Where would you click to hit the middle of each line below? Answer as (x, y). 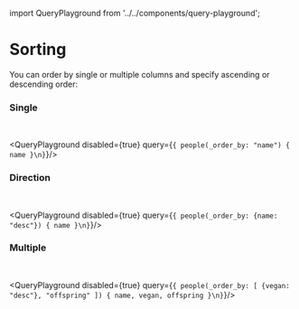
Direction (30, 178)
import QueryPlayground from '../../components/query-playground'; (135, 13)
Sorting (38, 50)
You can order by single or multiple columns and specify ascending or (140, 74)
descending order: (44, 84)
